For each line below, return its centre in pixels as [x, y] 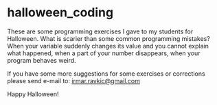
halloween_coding [60, 13]
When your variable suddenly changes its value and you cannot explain [108, 46]
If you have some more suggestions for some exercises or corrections [106, 74]
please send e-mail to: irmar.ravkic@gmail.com [74, 80]
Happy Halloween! [33, 94]
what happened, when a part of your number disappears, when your [104, 53]
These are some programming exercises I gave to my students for [100, 31]
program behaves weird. [42, 60]
